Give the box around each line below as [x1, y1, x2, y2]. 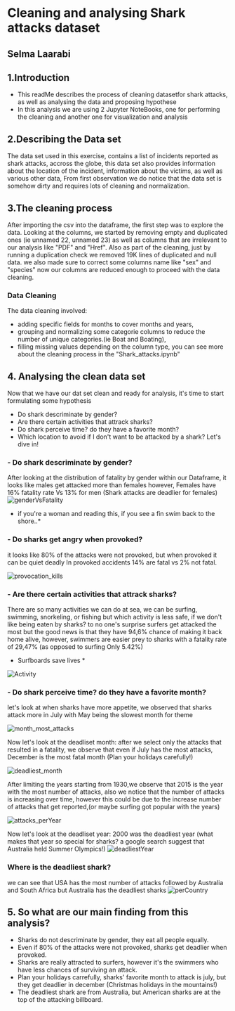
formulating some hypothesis [7, 397, 92, 405]
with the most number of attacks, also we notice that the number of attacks [7, 787, 224, 796]
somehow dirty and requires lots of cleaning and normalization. [7, 181, 190, 191]
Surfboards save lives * [17, 656, 86, 665]
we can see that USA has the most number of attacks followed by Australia [7, 878, 224, 887]
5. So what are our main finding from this [7, 906, 189, 918]
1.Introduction [7, 72, 70, 84]
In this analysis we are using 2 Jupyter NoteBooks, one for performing [17, 105, 220, 114]
